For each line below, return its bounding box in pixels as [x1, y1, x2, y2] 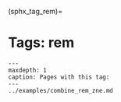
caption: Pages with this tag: [8, 73, 110, 81]
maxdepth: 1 [8, 66, 47, 74]
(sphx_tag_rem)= [8, 7, 63, 16]
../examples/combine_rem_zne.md [8, 86, 113, 94]
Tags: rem [8, 34, 75, 51]
